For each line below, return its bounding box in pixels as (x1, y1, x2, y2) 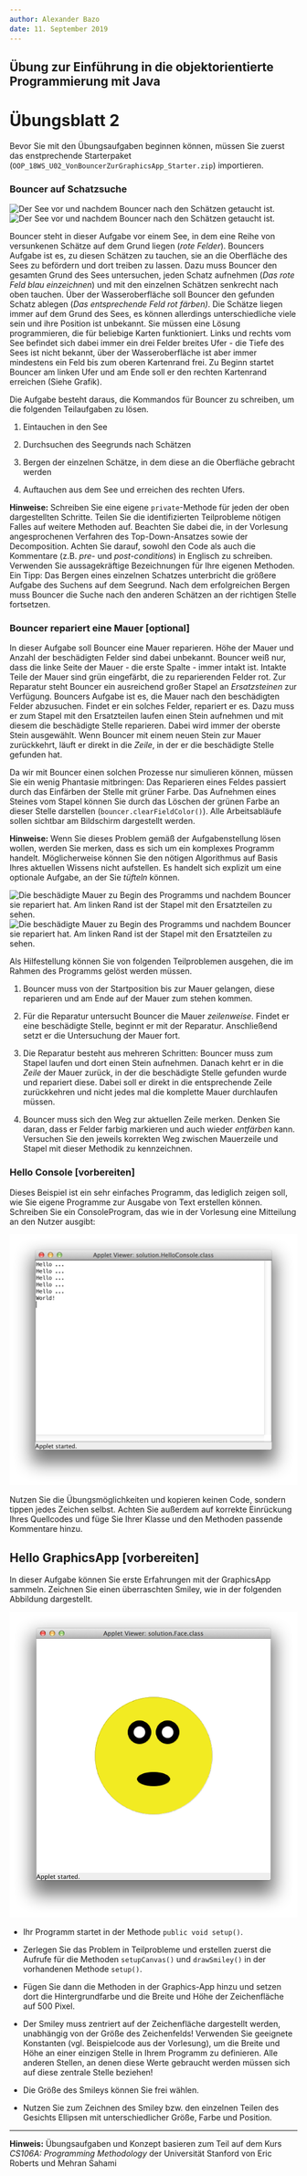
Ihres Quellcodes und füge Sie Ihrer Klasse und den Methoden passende (9, 1514, 283, 1525)
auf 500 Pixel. (22, 2001, 76, 2012)
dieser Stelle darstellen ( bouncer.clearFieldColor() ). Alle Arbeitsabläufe (9, 806, 281, 817)
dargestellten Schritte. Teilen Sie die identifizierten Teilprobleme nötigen (9, 512, 281, 523)
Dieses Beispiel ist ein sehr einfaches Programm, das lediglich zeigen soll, (9, 1187, 288, 1198)
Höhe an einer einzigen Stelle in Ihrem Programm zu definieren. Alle (22, 2047, 279, 2059)
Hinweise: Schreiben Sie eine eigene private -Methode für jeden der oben (9, 502, 290, 513)
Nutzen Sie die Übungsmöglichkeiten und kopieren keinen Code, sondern (9, 1495, 286, 1505)
